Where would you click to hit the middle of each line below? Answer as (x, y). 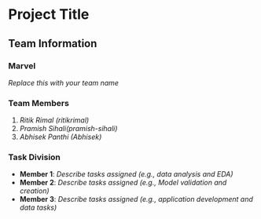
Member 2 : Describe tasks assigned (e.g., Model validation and (123, 183)
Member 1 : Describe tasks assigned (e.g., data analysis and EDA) (126, 174)
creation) (34, 191)
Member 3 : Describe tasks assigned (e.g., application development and (136, 199)
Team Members (39, 103)
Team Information (53, 44)
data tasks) (38, 208)
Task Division (35, 157)
